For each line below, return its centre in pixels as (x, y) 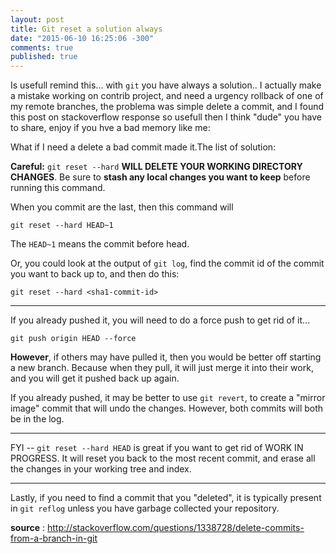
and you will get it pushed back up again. (95, 378)
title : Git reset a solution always (86, 29)
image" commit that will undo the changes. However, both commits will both (167, 408)
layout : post (37, 19)
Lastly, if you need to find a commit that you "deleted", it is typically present (166, 498)
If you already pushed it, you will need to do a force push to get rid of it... (160, 320)
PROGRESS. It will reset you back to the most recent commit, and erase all (163, 458)
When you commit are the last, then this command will (122, 207)
